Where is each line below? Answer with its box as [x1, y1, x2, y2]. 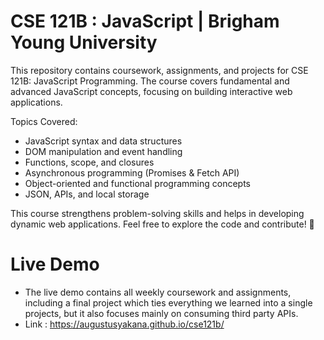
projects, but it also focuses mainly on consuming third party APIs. [24, 307, 299, 319]
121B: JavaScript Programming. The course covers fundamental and [10, 75, 290, 87]
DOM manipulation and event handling [24, 145, 183, 157]
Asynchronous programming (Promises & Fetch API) [24, 166, 240, 179]
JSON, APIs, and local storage [24, 188, 150, 200]
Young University [10, 31, 158, 54]
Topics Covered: [10, 115, 78, 127]
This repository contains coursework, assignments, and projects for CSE [10, 64, 309, 76]
